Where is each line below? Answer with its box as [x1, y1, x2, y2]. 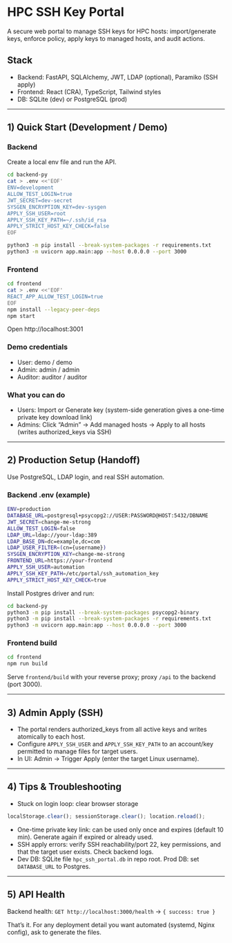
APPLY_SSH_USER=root [7, 210, 67, 217]
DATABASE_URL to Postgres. [17, 862, 91, 870]
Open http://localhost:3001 [7, 325, 84, 333]
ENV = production [7, 506, 51, 513]
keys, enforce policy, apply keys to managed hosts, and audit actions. [7, 34, 205, 42]
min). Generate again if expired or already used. [17, 832, 154, 841]
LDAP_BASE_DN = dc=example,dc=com [7, 538, 100, 545]
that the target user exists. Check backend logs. [17, 847, 154, 856]
